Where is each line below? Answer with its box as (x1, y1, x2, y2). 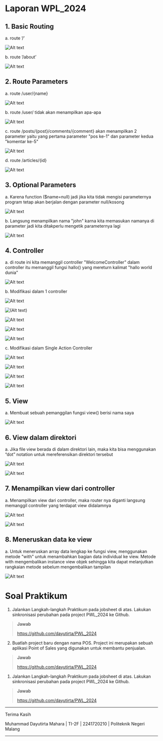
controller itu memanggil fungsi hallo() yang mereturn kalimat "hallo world (5, 265, 152, 271)
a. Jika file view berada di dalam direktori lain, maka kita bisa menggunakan (5, 446, 156, 452)
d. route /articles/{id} (5, 157, 47, 163)
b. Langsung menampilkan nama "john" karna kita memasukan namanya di (5, 217, 154, 224)
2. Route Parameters (5, 77, 68, 86)
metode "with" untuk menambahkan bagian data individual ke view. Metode (5, 553, 156, 560)
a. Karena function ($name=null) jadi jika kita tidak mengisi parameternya (5, 194, 151, 199)
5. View (5, 397, 28, 405)
